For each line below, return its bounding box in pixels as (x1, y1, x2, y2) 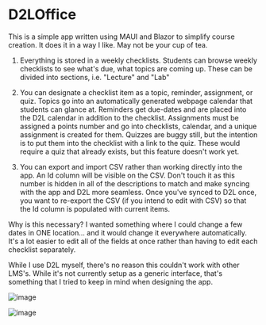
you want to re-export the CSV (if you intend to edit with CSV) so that (19, 196, 247, 205)
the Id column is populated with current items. (19, 204, 171, 213)
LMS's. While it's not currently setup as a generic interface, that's (8, 268, 223, 278)
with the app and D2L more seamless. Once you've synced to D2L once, (19, 187, 256, 197)
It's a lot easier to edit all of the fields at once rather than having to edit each (8, 236, 258, 246)
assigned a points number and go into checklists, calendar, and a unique (19, 121, 257, 131)
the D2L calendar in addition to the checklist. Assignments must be (19, 113, 240, 122)
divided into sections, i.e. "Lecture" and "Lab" (19, 72, 170, 82)
